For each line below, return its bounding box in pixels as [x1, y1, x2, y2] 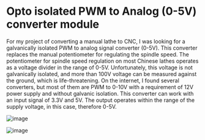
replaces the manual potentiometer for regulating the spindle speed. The [6, 50, 190, 58]
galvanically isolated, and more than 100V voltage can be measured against [6, 70, 197, 77]
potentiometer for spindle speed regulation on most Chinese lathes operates [6, 57, 199, 64]
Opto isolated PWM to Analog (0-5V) [6, 4, 197, 18]
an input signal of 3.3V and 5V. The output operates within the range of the [6, 96, 195, 104]
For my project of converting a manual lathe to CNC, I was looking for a [6, 37, 185, 45]
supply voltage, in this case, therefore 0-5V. [6, 103, 117, 110]
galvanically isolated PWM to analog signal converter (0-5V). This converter [6, 44, 198, 52]
